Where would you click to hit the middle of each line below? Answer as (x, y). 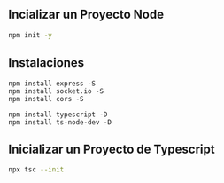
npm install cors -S (46, 99)
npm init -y (30, 35)
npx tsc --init (36, 170)
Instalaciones (46, 63)
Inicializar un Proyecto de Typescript (112, 149)
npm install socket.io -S (56, 91)
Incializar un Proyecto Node (86, 15)
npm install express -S (52, 84)
